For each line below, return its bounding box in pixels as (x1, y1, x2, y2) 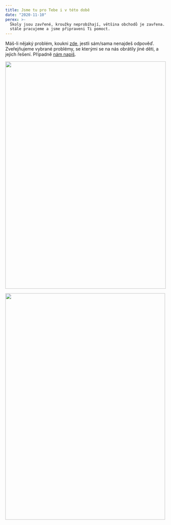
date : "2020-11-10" (5, 12, 47, 17)
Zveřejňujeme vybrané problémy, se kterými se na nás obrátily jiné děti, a (5, 46, 159, 52)
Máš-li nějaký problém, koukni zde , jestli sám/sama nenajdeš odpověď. (5, 40, 154, 46)
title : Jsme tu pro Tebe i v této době (5, 7, 90, 13)
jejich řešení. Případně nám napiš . (5, 52, 76, 58)
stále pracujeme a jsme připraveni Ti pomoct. (10, 27, 110, 32)
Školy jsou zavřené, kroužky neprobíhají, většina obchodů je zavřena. (10, 21, 165, 27)
